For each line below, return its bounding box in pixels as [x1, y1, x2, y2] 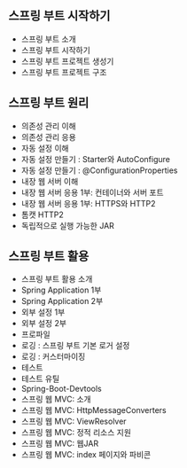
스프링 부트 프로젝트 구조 [20, 66, 107, 77]
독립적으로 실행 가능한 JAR [20, 220, 114, 230]
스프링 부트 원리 [8, 96, 90, 111]
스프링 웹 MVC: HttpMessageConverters [20, 405, 167, 416]
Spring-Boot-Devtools [20, 384, 103, 394]
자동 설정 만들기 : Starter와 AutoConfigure [20, 153, 170, 164]
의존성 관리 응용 [20, 131, 76, 142]
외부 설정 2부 [20, 318, 67, 329]
